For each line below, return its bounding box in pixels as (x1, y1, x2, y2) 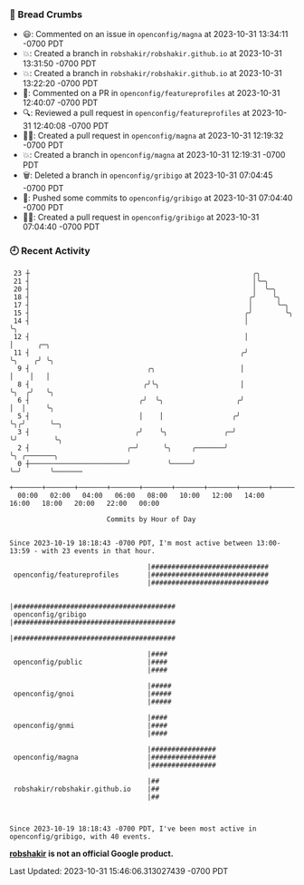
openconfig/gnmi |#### (13, 721, 168, 730)
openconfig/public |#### (13, 657, 168, 666)
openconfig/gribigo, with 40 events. (9, 832, 152, 841)
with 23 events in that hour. (42, 546, 156, 556)
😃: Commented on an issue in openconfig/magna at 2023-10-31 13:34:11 (22, 29, 289, 40)
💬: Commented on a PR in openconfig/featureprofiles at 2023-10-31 (22, 88, 280, 99)
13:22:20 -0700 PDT (22, 78, 99, 89)
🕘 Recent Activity (9, 245, 90, 258)
